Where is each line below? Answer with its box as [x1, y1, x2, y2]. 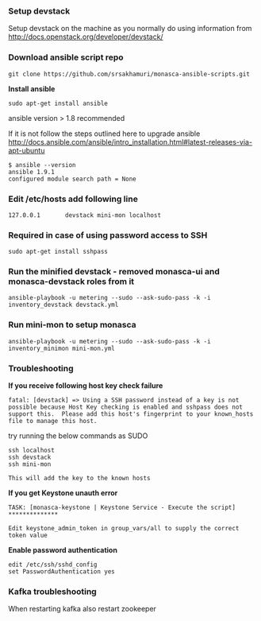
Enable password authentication [8, 545, 117, 555]
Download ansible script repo [8, 52, 125, 63]
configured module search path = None [8, 175, 136, 183]
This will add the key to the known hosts [8, 475, 151, 483]
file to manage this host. [8, 417, 98, 425]
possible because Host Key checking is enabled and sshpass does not [8, 403, 244, 411]
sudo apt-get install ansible [8, 99, 109, 107]
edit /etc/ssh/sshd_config [8, 561, 98, 569]
